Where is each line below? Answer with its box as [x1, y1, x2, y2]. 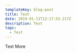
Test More [5, 44, 26, 49]
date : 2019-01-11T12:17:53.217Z [5, 16, 71, 21]
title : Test [5, 12, 29, 17]
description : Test [5, 21, 43, 26]
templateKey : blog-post [5, 7, 54, 12]
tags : [5, 26, 16, 30]
